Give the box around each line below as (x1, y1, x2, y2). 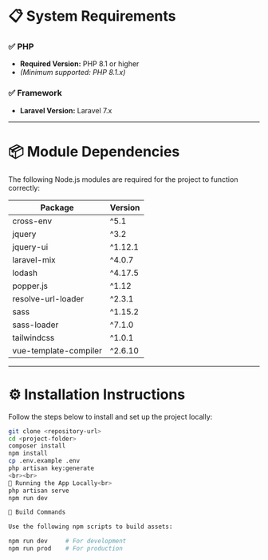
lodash (12, 267, 38, 278)
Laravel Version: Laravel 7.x (19, 105, 112, 115)
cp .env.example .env (8, 457, 81, 465)
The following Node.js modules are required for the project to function (8, 174, 238, 184)
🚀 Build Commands (8, 508, 66, 516)
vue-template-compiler (12, 345, 102, 356)
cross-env (12, 215, 53, 227)
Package (40, 202, 74, 213)
